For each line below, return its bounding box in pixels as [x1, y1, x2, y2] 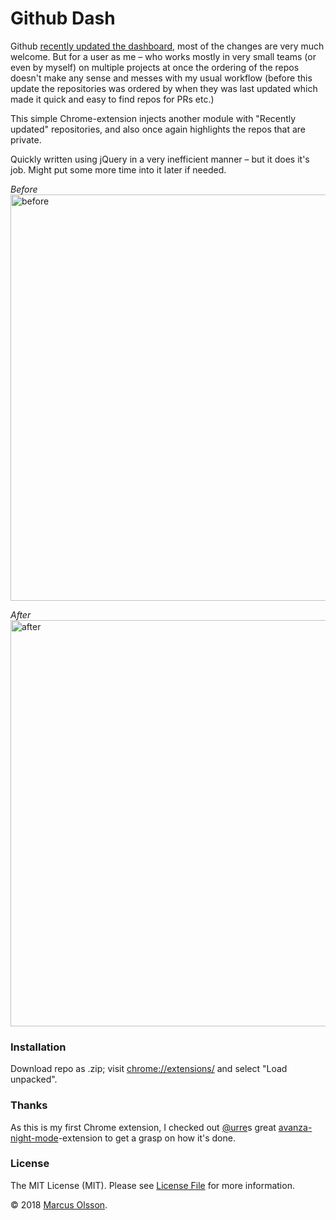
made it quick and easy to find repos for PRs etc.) [10, 93, 215, 105]
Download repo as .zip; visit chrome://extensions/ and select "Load [10, 1063, 288, 1075]
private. [10, 133, 42, 146]
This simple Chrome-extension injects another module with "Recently [10, 112, 297, 124]
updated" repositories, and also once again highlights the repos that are [10, 123, 307, 135]
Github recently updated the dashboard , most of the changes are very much [10, 40, 325, 52]
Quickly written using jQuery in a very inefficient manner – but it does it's [10, 153, 310, 165]
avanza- [278, 1121, 313, 1133]
